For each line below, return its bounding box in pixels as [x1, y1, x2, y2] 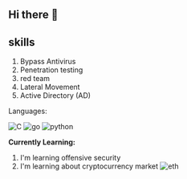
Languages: [8, 106, 47, 116]
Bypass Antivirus [19, 57, 76, 67]
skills [8, 35, 35, 49]
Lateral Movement [19, 82, 80, 92]
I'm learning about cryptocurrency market [19, 161, 159, 171]
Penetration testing [19, 65, 83, 75]
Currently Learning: [8, 137, 76, 147]
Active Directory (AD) [19, 91, 91, 100]
